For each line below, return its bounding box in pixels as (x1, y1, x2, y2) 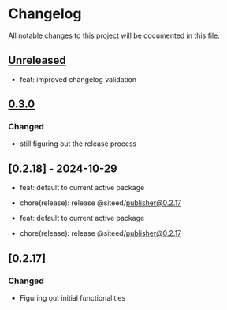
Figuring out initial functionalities (19, 293, 126, 302)
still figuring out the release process (19, 139, 137, 148)
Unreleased (8, 54, 67, 67)
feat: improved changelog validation (19, 74, 136, 84)
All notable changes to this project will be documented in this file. (8, 31, 221, 40)
